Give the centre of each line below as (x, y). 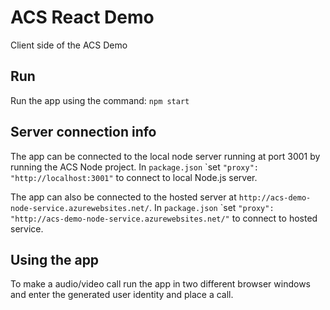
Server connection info (83, 132)
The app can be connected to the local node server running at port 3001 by (165, 156)
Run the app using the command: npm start (100, 100)
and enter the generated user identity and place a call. (122, 295)
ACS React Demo (82, 17)
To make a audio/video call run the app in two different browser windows (160, 284)
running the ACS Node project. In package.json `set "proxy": (134, 167)
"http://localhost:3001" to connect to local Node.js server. (134, 177)
